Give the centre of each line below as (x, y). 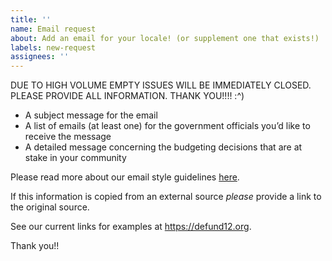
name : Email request (53, 29)
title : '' (31, 19)
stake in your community (75, 158)
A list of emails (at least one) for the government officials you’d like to (167, 126)
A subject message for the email (91, 115)
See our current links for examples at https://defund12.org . (131, 227)
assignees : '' (40, 57)
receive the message (68, 137)
